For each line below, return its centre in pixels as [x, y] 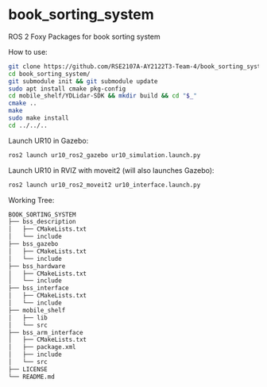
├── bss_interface [39, 288]
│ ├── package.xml [43, 347]
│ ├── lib [28, 318]
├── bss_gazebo [33, 244]
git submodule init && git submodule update [83, 81]
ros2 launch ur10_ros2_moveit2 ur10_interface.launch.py [104, 185]
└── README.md [32, 377]
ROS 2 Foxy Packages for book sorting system [84, 36]
